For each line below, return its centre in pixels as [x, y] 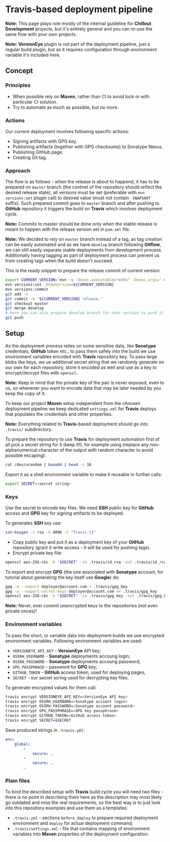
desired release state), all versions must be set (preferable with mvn [75, 193]
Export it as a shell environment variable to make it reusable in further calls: [84, 474]
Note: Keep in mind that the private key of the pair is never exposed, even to [85, 383]
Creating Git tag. [30, 157]
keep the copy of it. [26, 393]
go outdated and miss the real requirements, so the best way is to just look [83, 803]
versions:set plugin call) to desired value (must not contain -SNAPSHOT [78, 198]
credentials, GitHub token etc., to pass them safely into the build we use [80, 351]
